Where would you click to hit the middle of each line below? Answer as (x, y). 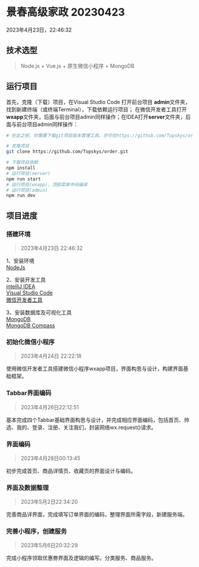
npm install (21, 168)
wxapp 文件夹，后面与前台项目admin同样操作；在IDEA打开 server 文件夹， (96, 117)
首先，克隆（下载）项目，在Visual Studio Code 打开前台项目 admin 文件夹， (98, 102)
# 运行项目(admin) (27, 190)
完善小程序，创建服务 (36, 531)
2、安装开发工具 (26, 280)
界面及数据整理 (28, 487)
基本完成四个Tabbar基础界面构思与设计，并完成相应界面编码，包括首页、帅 (98, 419)
